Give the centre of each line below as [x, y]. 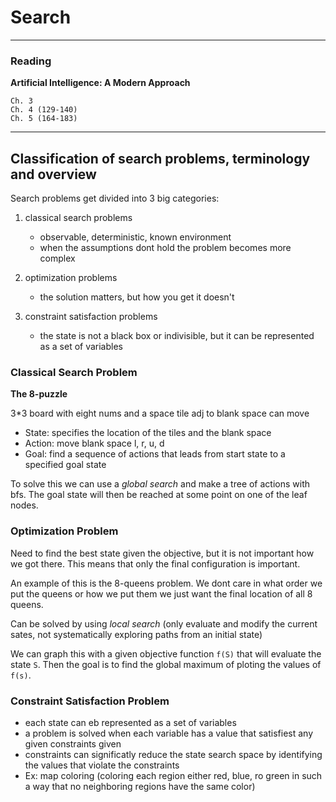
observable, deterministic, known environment [135, 237]
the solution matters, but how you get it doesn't [137, 297]
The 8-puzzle [39, 394]
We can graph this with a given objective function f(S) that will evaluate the [166, 653]
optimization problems [71, 278]
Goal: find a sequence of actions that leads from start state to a [155, 454]
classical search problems [78, 218]
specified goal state [65, 465]
